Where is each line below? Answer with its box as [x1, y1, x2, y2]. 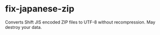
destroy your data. [5, 24, 42, 30]
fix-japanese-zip [5, 3, 75, 14]
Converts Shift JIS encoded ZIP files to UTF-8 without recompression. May [5, 19, 156, 25]
